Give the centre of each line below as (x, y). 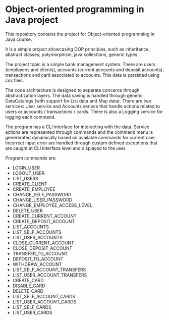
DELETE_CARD (28, 291)
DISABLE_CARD (29, 286)
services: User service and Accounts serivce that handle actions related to (83, 106)
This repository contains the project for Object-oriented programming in (80, 34)
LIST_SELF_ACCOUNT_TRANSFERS (49, 270)
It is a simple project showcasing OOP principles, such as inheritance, (78, 49)
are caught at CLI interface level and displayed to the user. (66, 148)
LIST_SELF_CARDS (32, 307)
